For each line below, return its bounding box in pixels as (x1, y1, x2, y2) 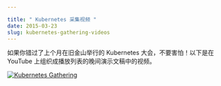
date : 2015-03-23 (7, 22, 58, 30)
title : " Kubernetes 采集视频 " (7, 16, 97, 23)
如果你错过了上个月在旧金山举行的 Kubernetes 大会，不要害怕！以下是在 (7, 49, 214, 57)
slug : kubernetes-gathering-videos (7, 29, 110, 36)
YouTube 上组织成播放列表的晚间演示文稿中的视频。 (7, 57, 156, 65)
